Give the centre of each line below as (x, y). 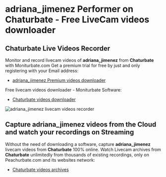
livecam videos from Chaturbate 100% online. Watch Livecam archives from (83, 149)
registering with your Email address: (42, 71)
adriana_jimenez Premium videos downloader (59, 80)
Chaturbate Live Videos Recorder (58, 48)
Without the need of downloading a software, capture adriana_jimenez (78, 144)
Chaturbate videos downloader (44, 99)
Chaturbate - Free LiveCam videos (77, 20)
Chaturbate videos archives (41, 170)
